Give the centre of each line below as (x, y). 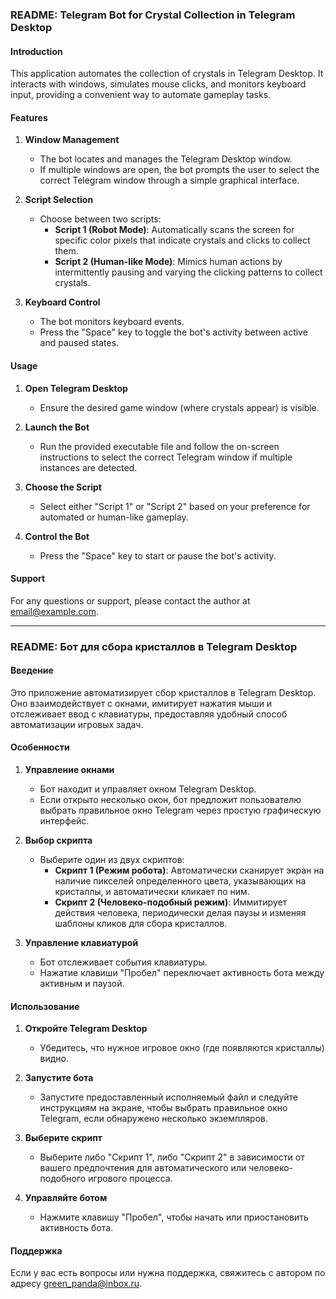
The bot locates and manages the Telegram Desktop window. (166, 159)
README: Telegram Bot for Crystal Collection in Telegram (153, 15)
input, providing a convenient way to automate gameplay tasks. (141, 95)
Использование (45, 1006)
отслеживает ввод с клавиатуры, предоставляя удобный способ (149, 714)
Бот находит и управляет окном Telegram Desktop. (148, 789)
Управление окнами (69, 770)
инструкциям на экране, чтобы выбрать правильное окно (163, 1108)
